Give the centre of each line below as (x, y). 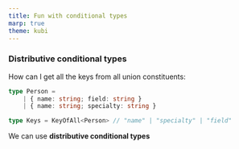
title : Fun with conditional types (68, 16)
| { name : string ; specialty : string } (90, 106)
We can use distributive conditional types (79, 136)
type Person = (32, 91)
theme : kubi (28, 31)
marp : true (27, 23)
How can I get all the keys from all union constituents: (97, 77)
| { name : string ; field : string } (82, 99)
